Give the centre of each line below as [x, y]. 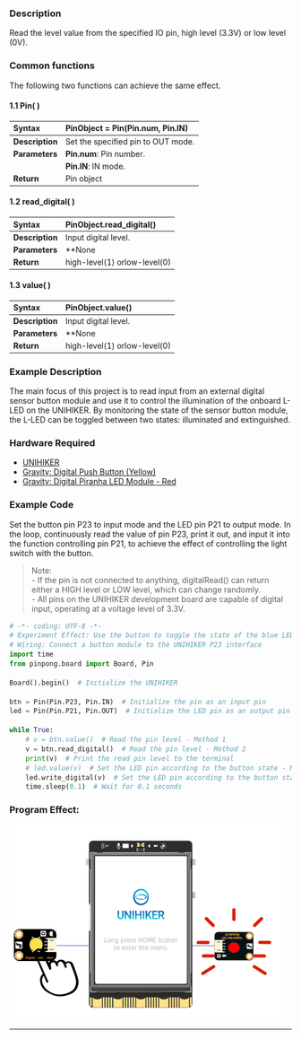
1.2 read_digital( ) [42, 202]
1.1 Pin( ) [25, 106]
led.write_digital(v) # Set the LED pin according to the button [152, 777]
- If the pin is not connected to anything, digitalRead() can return [150, 580]
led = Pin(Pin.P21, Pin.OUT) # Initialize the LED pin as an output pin [150, 712]
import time [31, 655]
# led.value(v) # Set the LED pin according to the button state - [156, 768]
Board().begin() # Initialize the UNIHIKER [94, 683]
